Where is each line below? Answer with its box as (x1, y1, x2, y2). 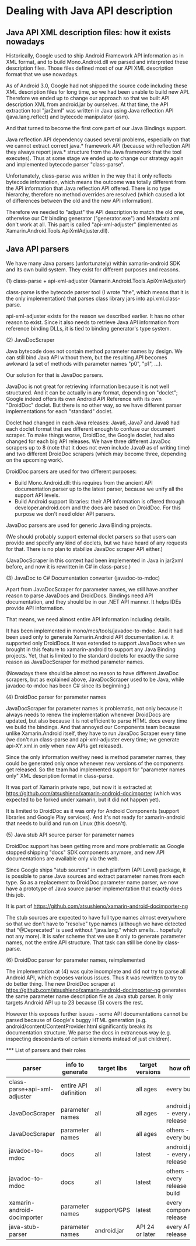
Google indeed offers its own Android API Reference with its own (6, 395, 162, 402)
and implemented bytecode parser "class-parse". (6, 161, 125, 168)
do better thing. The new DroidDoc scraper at (6, 980, 116, 987)
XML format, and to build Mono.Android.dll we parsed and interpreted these (6, 59, 188, 65)
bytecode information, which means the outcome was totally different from (6, 179, 186, 185)
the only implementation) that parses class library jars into (6, 295, 146, 302)
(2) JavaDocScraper (6, 336, 55, 343)
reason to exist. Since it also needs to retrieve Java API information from (6, 318, 180, 326)
